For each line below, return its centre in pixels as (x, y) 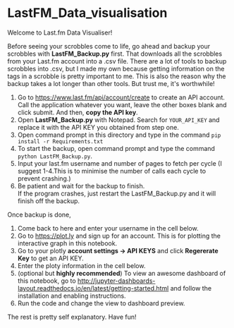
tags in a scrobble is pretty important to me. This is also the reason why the (117, 76)
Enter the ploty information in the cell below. (81, 265)
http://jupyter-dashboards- (116, 281)
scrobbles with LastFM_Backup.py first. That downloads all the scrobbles (115, 54)
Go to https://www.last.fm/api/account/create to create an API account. (121, 97)
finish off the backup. (48, 201)
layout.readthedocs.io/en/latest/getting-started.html (93, 288)
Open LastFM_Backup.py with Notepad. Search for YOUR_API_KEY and (118, 120)
